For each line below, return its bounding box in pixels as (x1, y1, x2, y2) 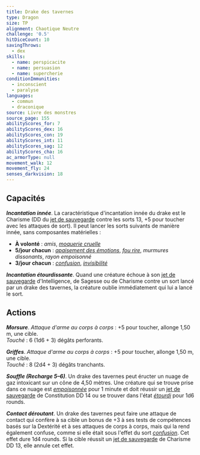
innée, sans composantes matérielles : (6, 228, 102, 235)
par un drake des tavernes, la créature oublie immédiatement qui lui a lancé (6, 283, 193, 291)
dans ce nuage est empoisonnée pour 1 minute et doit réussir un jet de (6, 385, 180, 392)
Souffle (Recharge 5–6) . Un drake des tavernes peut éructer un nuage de (6, 373, 189, 380)
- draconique (11, 104, 44, 110)
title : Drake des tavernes (6, 8, 74, 15)
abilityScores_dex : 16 (6, 126, 63, 132)
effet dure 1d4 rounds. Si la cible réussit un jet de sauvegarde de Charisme (6, 435, 191, 442)
